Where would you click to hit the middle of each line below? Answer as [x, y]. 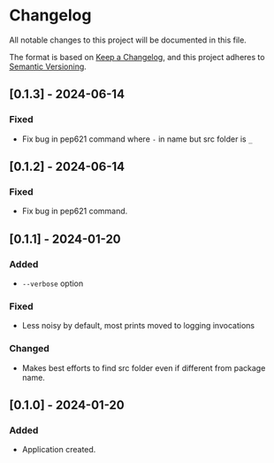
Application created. [59, 450]
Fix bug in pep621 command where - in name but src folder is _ [137, 139]
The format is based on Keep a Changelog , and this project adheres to [137, 57]
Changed [30, 349]
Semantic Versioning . [48, 66]
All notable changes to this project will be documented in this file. [128, 40]
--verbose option [53, 283]
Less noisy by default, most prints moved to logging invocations [138, 326]
